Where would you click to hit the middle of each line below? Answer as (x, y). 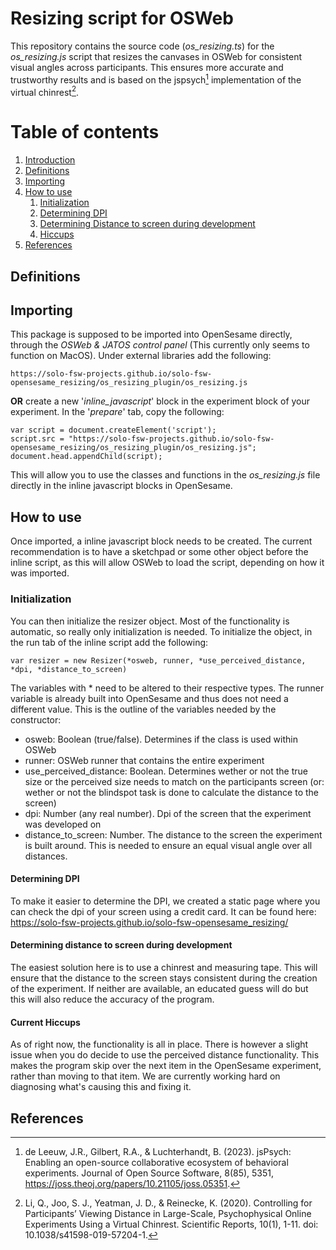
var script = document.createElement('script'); (113, 430)
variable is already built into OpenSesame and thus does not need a (149, 698)
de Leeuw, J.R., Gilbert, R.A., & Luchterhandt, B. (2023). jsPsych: (158, 1151)
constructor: (36, 719)
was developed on (63, 824)
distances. (46, 856)
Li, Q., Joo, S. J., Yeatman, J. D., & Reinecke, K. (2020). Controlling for (168, 1203)
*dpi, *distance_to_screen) (69, 669)
